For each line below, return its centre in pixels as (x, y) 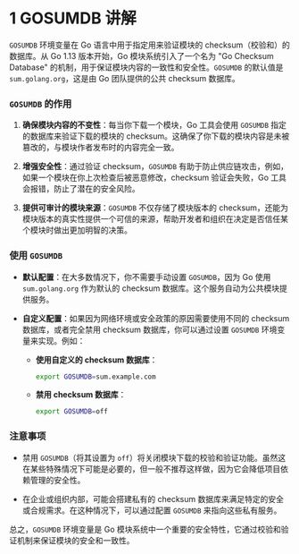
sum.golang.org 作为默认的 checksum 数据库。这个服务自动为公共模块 (150, 288)
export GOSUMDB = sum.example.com (96, 377)
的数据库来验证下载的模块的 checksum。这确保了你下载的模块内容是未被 (156, 136)
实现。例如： (62, 340)
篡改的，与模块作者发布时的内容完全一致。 (100, 148)
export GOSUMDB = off (72, 412)
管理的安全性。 (58, 480)
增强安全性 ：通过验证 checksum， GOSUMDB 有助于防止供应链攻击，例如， (155, 166)
